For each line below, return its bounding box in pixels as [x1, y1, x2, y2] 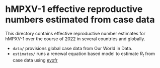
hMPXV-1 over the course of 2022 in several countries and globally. [5, 36, 145, 42]
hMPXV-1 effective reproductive [5, 3, 143, 15]
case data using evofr [12, 57, 58, 63]
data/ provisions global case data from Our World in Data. [12, 45, 132, 51]
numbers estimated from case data [5, 14, 155, 25]
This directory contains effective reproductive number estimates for [5, 30, 146, 36]
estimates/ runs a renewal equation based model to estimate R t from [12, 51, 155, 58]
